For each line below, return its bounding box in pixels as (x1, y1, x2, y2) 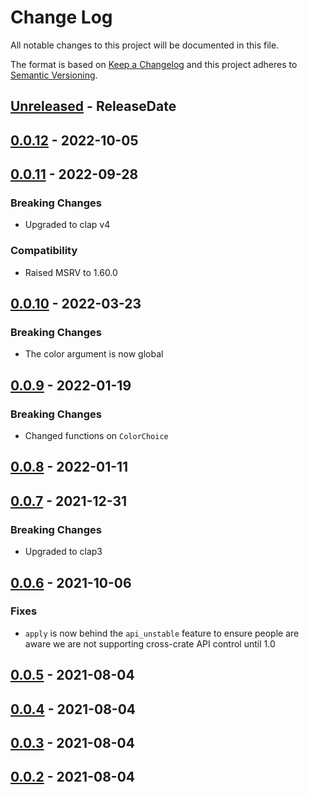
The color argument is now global (24, 348, 164, 360)
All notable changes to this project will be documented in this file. (10, 39, 280, 51)
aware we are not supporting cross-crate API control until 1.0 (24, 637, 276, 650)
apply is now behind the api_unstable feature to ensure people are (24, 627, 300, 639)
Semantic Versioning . (10, 69, 98, 81)
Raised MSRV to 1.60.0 (24, 266, 118, 278)
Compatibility (10, 244, 78, 258)
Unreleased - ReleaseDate (10, 98, 177, 115)
